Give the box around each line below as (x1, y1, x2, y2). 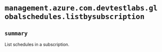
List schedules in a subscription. (4, 42, 69, 47)
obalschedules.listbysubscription (4, 12, 145, 22)
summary (4, 29, 28, 37)
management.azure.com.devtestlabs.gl (4, 3, 158, 13)
